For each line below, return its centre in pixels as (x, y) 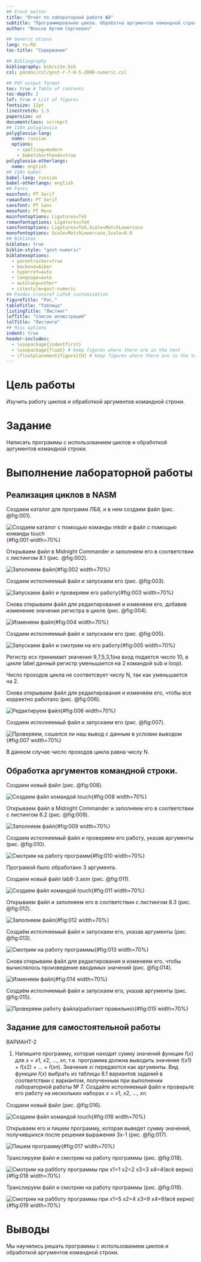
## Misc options (26, 328)
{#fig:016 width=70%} (118, 1117)
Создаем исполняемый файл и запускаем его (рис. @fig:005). (86, 634)
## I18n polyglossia (32, 127)
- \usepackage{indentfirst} (47, 345)
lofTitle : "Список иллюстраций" (46, 317)
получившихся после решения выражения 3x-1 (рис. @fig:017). (87, 1135)
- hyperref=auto (32, 272)
